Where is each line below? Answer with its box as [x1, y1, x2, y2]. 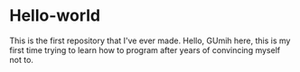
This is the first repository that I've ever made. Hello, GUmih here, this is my [9, 35, 291, 46]
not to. [9, 54, 34, 65]
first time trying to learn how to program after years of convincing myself [9, 44, 281, 55]
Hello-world [9, 5, 101, 26]
